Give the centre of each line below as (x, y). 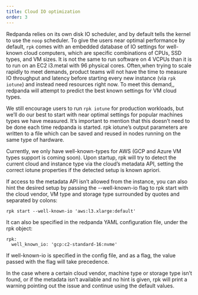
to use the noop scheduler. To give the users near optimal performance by (95, 40)
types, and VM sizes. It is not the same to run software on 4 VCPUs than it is (99, 59)
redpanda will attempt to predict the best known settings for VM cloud (91, 90)
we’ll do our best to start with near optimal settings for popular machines (95, 114)
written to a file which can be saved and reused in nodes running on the (94, 133)
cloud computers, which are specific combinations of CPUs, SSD (103, 53)
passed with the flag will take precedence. (58, 261)
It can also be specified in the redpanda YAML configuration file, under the (97, 222)
